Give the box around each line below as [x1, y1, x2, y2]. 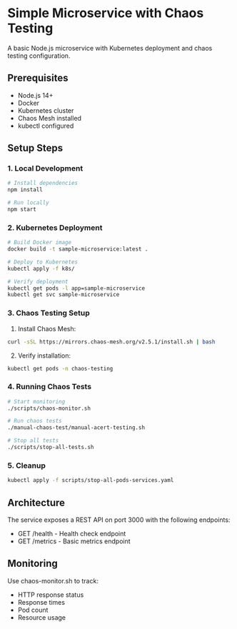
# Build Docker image [7, 239, 72, 246]
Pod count [17, 605, 49, 614]
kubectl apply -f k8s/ [7, 265, 75, 272]
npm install [7, 186, 43, 193]
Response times [17, 598, 66, 606]
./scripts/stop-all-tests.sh [7, 444, 94, 451]
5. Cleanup [7, 461, 46, 471]
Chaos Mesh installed [17, 114, 82, 122]
